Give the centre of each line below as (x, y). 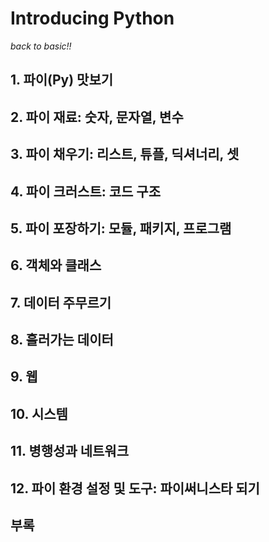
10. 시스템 (39, 413)
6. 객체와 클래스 (56, 265)
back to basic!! (41, 46)
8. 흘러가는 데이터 (62, 340)
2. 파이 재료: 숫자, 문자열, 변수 (97, 117)
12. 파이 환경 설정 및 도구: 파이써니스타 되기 (135, 488)
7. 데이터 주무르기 (61, 302)
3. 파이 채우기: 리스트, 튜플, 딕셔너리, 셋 (125, 154)
